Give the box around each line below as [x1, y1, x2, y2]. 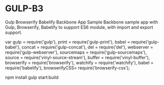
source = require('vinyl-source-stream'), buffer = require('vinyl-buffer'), [5, 54, 150, 60]
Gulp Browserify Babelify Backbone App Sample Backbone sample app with [5, 19, 158, 25]
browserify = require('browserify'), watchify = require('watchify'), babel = [5, 60, 154, 65]
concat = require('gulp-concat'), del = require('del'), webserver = [21, 44, 153, 50]
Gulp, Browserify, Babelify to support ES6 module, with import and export [5, 24, 153, 30]
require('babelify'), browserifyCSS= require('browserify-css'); [5, 64, 130, 71]
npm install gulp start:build [5, 74, 59, 80]
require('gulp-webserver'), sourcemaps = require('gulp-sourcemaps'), [5, 49, 147, 55]
